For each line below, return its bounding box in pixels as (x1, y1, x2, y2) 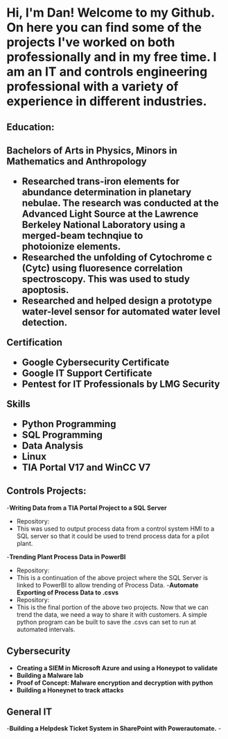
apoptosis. (21, 283, 69, 296)
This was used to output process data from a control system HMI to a (16, 524, 215, 533)
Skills (6, 398, 30, 410)
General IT (6, 706, 53, 717)
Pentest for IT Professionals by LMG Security (21, 378, 220, 390)
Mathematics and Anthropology (6, 155, 147, 167)
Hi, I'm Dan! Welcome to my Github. (6, 5, 215, 21)
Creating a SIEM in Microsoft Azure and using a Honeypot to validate (16, 663, 218, 672)
